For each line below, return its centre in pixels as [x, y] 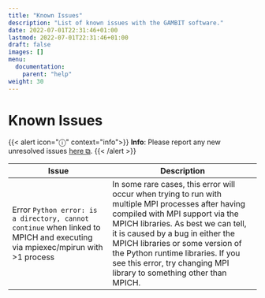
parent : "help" [47, 74]
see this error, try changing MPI [171, 263]
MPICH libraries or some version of [177, 244]
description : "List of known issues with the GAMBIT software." [116, 23]
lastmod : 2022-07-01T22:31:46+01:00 [68, 37]
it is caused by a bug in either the [174, 233]
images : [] [26, 52]
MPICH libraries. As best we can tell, [179, 224]
